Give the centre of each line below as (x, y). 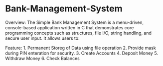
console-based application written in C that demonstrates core (70, 27)
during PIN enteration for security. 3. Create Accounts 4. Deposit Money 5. (82, 53)
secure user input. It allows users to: (42, 38)
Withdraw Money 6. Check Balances (42, 58)
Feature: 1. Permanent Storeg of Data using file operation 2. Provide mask (81, 48)
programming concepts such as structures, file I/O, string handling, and (79, 33)
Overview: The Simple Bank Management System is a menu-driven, (75, 22)
